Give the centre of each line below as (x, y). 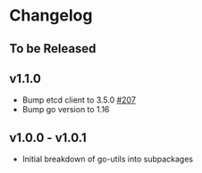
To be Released (53, 49)
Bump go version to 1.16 (66, 110)
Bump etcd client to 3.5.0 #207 (79, 100)
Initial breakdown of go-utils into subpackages (108, 159)
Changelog (51, 16)
